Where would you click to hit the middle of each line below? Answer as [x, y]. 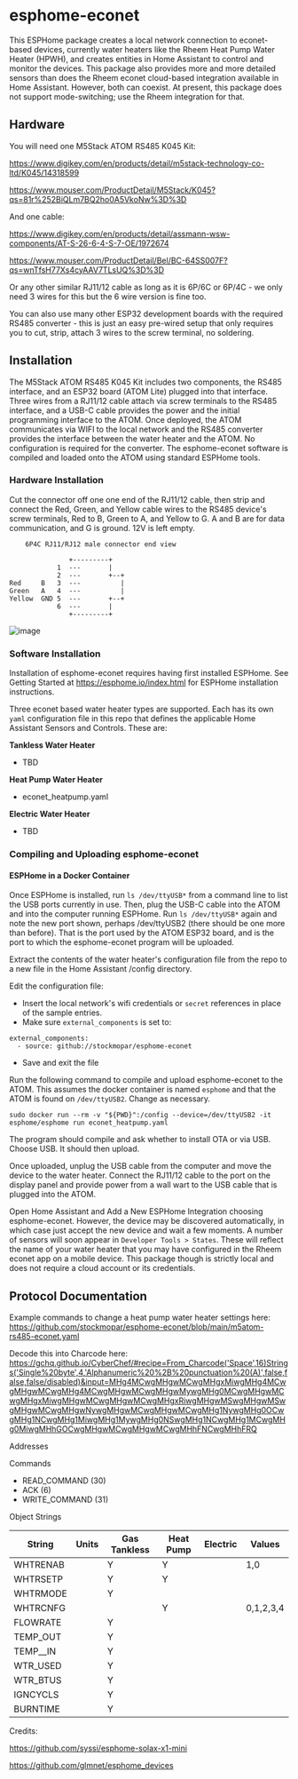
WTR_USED [38, 1666]
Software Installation [55, 654]
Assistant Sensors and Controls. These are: [88, 728]
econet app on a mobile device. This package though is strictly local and [142, 1259]
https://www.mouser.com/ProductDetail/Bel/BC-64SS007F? [118, 260]
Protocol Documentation [78, 1296]
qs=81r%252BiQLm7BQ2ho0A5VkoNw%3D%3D [98, 199]
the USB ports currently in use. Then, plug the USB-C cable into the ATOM [145, 905]
